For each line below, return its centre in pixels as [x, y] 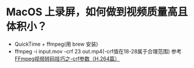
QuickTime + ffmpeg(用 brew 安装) [56, 44]
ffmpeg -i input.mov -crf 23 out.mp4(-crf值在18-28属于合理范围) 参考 [98, 51]
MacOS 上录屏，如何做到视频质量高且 [97, 12]
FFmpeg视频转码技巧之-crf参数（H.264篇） [67, 59]
